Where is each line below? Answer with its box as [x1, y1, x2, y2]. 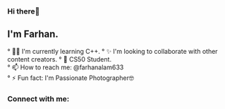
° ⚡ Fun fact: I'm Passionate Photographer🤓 [7, 74, 134, 82]
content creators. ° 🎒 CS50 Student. [7, 54, 111, 63]
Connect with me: [7, 93, 70, 103]
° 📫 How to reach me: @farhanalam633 [7, 63, 124, 71]
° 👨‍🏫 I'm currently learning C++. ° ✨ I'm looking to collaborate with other [7, 47, 218, 55]
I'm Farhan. [7, 28, 59, 40]
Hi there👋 [7, 6, 40, 16]
